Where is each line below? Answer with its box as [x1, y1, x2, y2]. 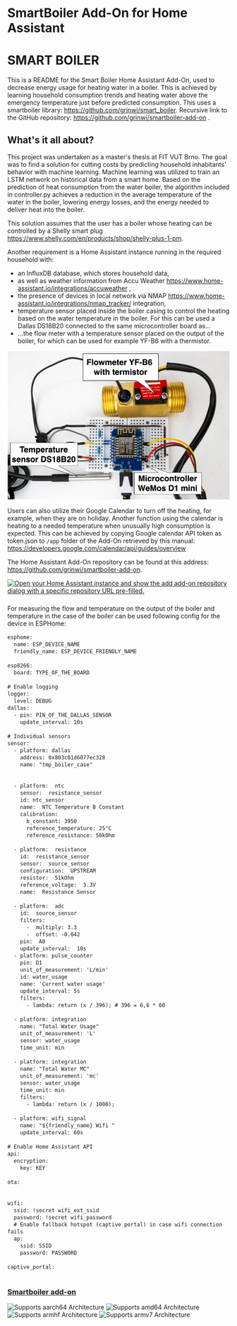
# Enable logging [7, 683, 59, 691]
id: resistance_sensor [20, 853, 90, 860]
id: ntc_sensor [20, 796, 65, 804]
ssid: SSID [20, 1242, 52, 1250]
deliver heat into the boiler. [7, 205, 85, 214]
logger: [7, 690, 30, 698]
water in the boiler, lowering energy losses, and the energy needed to [7, 197, 209, 206]
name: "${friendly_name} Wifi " [20, 1122, 115, 1129]
